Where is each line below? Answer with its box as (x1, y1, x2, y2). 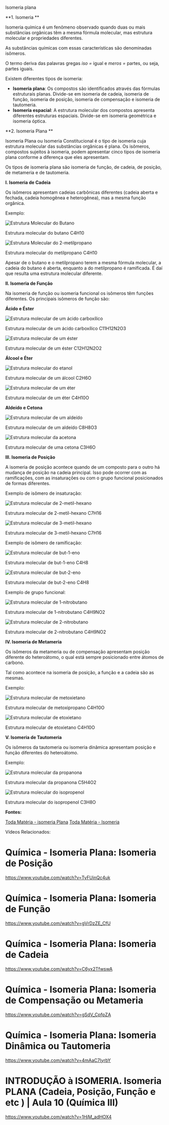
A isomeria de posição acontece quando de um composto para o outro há (5, 464, 160, 470)
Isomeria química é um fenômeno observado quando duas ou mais (5, 24, 146, 30)
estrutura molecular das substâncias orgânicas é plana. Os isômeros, (5, 143, 150, 149)
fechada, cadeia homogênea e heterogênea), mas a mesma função (5, 195, 146, 201)
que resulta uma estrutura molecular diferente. (5, 270, 103, 277)
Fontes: (5, 809, 22, 815)
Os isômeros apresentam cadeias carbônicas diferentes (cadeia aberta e (5, 189, 158, 195)
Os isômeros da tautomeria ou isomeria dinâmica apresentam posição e (5, 744, 156, 750)
